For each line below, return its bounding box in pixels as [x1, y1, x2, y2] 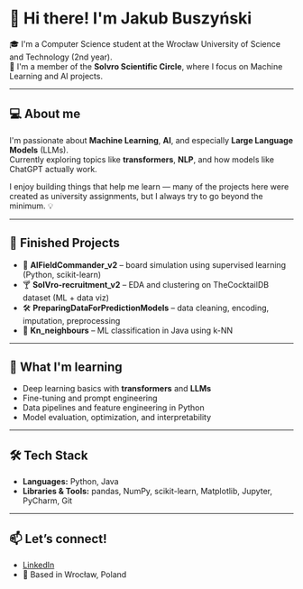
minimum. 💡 [9, 200, 54, 211]
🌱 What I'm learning [9, 359, 124, 374]
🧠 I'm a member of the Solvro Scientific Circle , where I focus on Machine [9, 60, 283, 71]
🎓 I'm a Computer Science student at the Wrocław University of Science [9, 38, 281, 49]
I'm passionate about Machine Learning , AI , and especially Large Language [9, 134, 294, 145]
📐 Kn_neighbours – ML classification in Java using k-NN [22, 325, 234, 336]
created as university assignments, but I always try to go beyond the [9, 190, 263, 201]
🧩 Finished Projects [9, 235, 120, 251]
